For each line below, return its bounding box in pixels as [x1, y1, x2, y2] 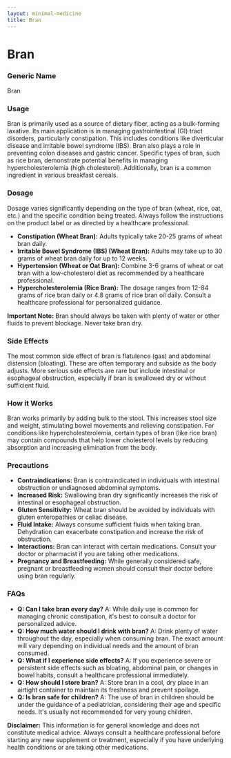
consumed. [17, 649, 50, 657]
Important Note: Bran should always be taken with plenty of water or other [7, 312, 220, 320]
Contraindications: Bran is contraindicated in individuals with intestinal [17, 476, 219, 484]
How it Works [7, 398, 53, 408]
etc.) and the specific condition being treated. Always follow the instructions [7, 211, 224, 220]
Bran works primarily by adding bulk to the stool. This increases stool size [7, 414, 217, 422]
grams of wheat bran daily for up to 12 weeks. [17, 254, 148, 263]
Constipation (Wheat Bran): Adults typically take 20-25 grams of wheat [17, 232, 223, 240]
